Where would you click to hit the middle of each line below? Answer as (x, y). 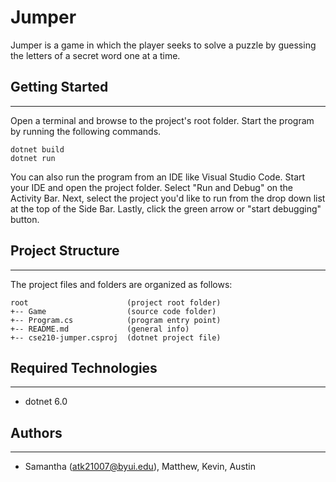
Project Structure (65, 251)
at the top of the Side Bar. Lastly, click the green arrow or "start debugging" (166, 208)
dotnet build (37, 149)
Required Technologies (84, 367)
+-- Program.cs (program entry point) (116, 320)
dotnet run (33, 158)
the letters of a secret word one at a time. (95, 55)
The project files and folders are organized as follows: (121, 284)
